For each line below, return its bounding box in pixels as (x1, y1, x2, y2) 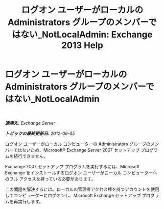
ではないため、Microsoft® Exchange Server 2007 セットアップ (13, 147, 140, 153)
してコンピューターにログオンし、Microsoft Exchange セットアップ (5, 192, 141, 198)
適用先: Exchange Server (5, 120, 55, 126)
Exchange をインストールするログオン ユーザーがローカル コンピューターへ (5, 170, 158, 176)
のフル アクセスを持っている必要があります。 (5, 176, 96, 182)
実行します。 (18, 198, 44, 204)
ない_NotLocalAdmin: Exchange (20, 29, 153, 40)
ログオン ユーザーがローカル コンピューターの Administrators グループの (5, 141, 151, 147)
